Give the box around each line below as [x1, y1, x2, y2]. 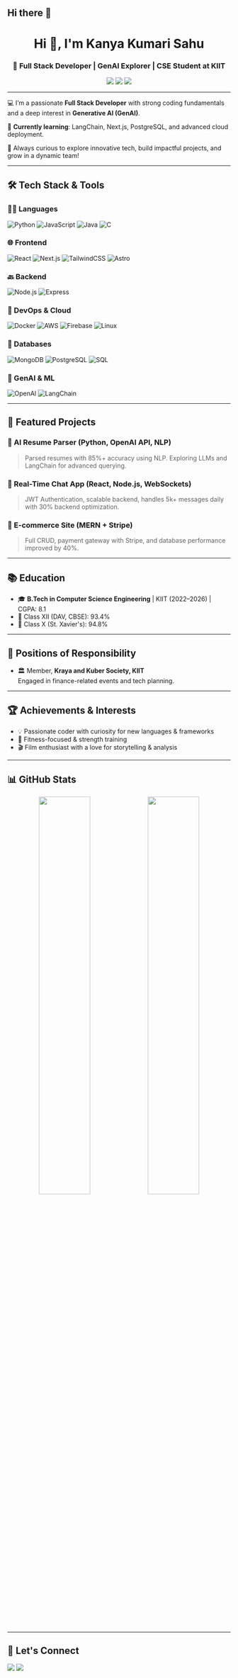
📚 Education [7, 572, 66, 584]
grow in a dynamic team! [7, 151, 79, 159]
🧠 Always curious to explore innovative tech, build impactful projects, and [7, 143, 222, 152]
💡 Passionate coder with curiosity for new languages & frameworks [17, 727, 215, 736]
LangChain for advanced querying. [24, 461, 127, 470]
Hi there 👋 [7, 7, 52, 19]
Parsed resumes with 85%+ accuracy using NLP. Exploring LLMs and [24, 454, 228, 462]
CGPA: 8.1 [17, 605, 46, 614]
